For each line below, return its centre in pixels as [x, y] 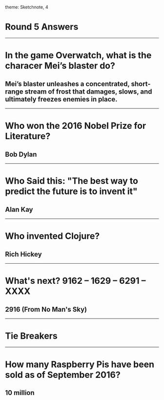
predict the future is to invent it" [71, 191]
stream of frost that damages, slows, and [88, 91]
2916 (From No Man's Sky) [46, 309]
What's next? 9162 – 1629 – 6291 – [75, 281]
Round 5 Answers [42, 27]
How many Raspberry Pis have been [80, 364]
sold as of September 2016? [63, 375]
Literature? [28, 136]
